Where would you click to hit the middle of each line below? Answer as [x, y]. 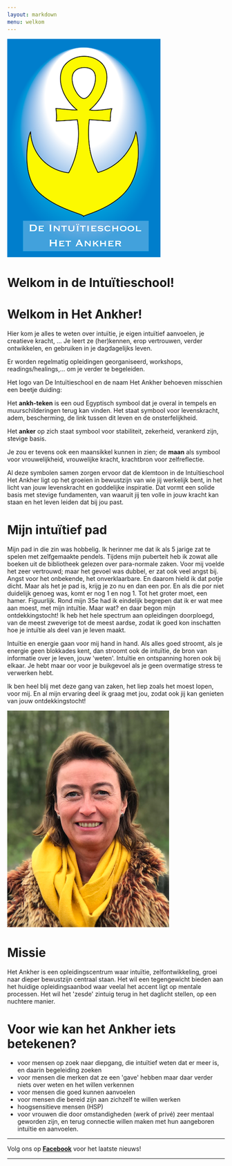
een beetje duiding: [35, 389]
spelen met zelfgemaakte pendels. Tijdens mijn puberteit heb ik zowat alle [113, 556]
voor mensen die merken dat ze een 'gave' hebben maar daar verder [115, 1077]
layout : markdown [32, 15]
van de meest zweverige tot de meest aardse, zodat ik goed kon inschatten [114, 622]
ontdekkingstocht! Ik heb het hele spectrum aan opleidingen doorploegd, [111, 615]
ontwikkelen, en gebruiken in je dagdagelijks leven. [80, 348]
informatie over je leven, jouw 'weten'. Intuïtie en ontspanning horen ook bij [114, 658]
